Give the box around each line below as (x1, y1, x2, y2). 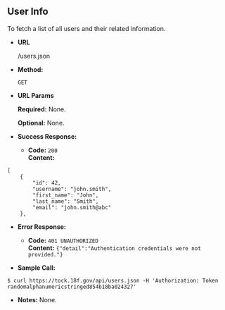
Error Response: (17, 222, 67, 231)
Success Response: (17, 132, 77, 140)
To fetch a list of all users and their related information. (7, 24, 166, 32)
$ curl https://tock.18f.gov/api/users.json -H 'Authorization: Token (7, 277, 219, 284)
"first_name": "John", (32, 192, 99, 199)
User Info (7, 6, 49, 18)
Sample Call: (17, 263, 56, 272)
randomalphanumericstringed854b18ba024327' (7, 283, 137, 290)
